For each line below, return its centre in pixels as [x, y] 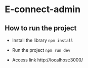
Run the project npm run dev [41, 50]
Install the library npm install [42, 40]
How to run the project [41, 28]
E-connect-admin [43, 9]
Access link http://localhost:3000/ [48, 60]
